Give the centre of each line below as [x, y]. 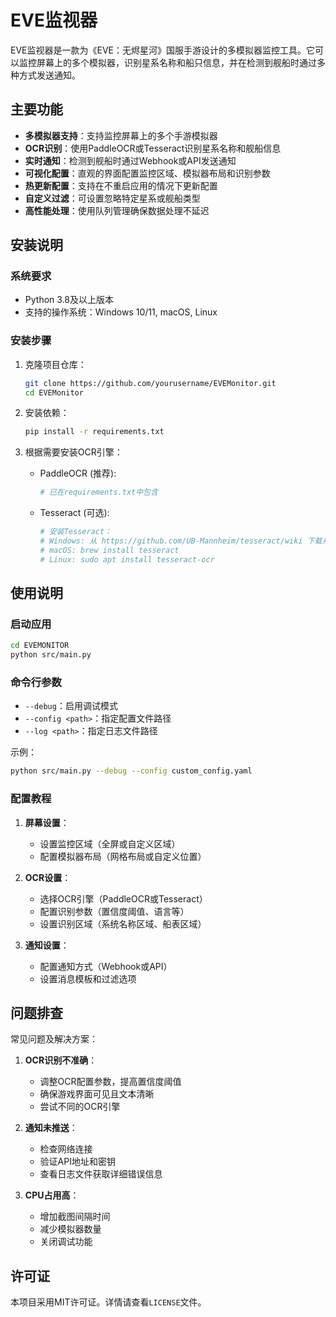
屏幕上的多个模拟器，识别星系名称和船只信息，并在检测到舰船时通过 [176, 62]
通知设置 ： [47, 945]
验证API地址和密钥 [77, 1162]
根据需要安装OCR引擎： [73, 452]
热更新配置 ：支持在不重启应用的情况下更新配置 [121, 185]
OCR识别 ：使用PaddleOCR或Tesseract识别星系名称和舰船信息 [153, 148]
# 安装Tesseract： [76, 532]
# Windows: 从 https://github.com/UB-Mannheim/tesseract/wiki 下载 [181, 541]
